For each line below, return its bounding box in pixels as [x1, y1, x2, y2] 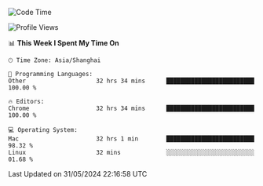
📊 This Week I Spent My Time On [8, 38, 119, 47]
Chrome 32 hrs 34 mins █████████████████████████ [8, 104, 255, 112]
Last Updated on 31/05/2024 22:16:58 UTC [8, 170, 148, 178]
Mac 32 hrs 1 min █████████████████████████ [8, 135, 255, 143]
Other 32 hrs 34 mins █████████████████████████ [8, 77, 255, 85]
